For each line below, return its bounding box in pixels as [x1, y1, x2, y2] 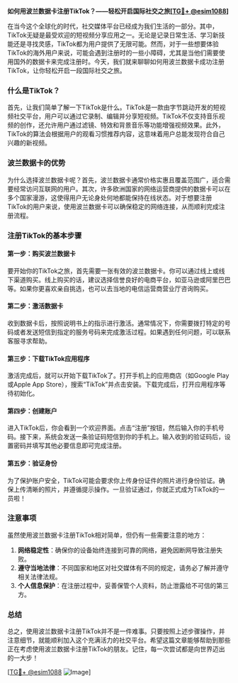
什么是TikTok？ [7, 85, 60, 95]
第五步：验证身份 [7, 459, 57, 467]
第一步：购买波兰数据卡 [7, 250, 76, 258]
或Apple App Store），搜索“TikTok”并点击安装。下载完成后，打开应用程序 [7, 380, 220, 389]
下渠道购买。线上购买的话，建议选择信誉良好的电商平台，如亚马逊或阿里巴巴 [7, 275, 231, 284]
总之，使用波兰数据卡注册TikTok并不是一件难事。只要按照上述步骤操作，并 [7, 627, 225, 635]
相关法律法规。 [17, 572, 62, 581]
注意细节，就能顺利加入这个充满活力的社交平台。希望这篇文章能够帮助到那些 [7, 636, 231, 645]
